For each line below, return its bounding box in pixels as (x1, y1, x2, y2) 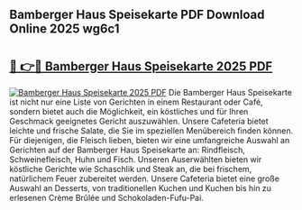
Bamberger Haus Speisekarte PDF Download (9, 7, 265, 23)
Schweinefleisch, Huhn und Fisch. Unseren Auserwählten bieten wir (9, 154, 262, 165)
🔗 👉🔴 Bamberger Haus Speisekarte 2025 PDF (9, 59, 273, 74)
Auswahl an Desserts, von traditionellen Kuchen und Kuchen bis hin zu (9, 183, 272, 193)
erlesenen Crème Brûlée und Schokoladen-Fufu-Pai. (9, 193, 205, 203)
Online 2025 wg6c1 (9, 22, 120, 37)
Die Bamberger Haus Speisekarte (168, 87, 293, 97)
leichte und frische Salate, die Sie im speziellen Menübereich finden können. (9, 125, 294, 136)
